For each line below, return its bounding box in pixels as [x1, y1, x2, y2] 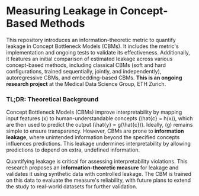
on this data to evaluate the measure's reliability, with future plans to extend [6, 176, 191, 184]
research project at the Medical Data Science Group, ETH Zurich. [6, 80, 166, 87]
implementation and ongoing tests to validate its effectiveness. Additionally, [6, 49, 191, 56]
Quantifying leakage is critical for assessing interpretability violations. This [6, 158, 188, 165]
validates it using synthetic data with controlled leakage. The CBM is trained [6, 171, 191, 178]
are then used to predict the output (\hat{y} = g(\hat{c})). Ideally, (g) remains [6, 121, 193, 128]
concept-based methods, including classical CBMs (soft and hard [6, 61, 166, 69]
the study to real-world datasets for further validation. [6, 183, 137, 190]
